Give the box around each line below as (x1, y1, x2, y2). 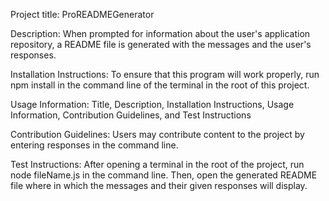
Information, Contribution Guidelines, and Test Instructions (10, 109, 252, 121)
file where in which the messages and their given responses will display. (10, 180, 308, 191)
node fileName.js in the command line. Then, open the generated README (10, 169, 318, 181)
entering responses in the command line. (10, 139, 179, 151)
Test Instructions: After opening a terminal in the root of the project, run (10, 159, 305, 170)
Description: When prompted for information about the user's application (10, 28, 311, 39)
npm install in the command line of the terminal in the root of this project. (10, 79, 310, 91)
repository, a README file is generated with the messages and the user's (10, 39, 312, 50)
